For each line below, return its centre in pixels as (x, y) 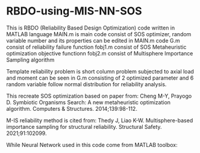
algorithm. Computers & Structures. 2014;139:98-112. (72, 108)
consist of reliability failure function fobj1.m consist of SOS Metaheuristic (96, 47)
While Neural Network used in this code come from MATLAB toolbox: (92, 145)
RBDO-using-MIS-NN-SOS (74, 11)
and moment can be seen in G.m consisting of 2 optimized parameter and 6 (100, 78)
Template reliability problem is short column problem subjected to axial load (100, 71)
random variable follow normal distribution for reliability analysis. (86, 84)
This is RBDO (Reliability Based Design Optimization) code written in (91, 28)
